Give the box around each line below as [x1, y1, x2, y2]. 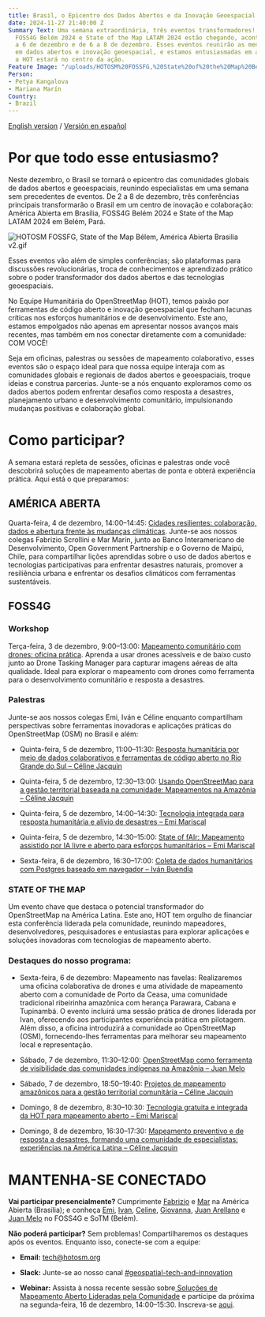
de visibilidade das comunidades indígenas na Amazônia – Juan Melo [19, 1064, 246, 1073]
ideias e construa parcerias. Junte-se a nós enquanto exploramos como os [8, 379, 252, 388]
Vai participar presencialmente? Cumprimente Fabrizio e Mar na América [8, 1197, 250, 1207]
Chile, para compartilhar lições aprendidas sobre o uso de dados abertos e [8, 552, 252, 561]
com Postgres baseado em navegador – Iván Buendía [19, 864, 193, 874]
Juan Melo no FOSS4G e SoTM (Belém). [8, 1214, 139, 1223]
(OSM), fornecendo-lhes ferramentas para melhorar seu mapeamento [19, 1031, 247, 1042]
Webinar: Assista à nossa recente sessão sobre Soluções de [19, 1283, 218, 1293]
